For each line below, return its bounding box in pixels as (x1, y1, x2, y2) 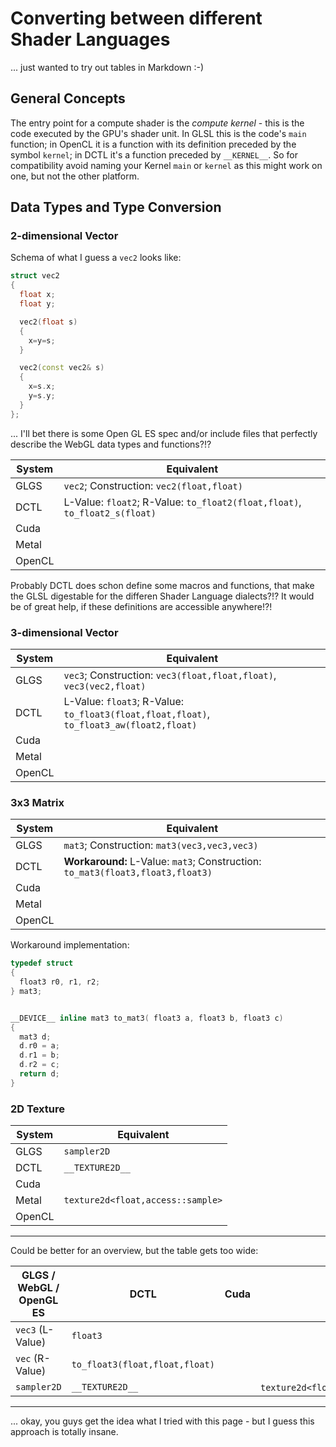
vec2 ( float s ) (19, 317, 78, 327)
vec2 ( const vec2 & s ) (19, 363, 105, 373)
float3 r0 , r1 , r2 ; (19, 977, 101, 987)
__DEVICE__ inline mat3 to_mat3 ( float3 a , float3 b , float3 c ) (10, 1013, 284, 1023)
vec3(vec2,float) (63, 680, 147, 692)
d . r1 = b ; (19, 1050, 60, 1061)
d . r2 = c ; (19, 1060, 60, 1070)
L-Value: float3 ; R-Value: (63, 694, 184, 708)
